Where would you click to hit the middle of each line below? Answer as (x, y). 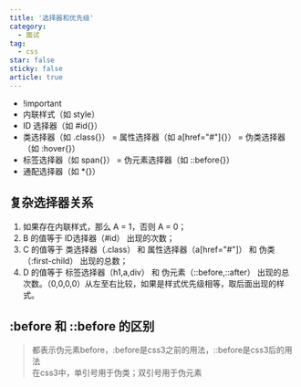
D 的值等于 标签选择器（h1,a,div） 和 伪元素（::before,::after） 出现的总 (156, 272)
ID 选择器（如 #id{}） (62, 125)
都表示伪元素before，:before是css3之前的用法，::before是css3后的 (158, 350)
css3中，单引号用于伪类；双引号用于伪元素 (121, 373)
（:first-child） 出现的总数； (75, 260)
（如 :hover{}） (51, 148)
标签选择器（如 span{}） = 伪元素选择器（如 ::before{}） (129, 160)
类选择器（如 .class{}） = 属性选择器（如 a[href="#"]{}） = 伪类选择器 (154, 137)
